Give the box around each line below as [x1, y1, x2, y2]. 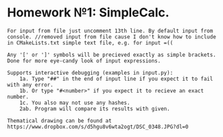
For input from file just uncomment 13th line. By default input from [7, 27, 213, 34]
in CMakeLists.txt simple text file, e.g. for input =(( [7, 39, 174, 46]
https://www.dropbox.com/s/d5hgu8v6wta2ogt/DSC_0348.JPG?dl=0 [7, 123, 189, 130]
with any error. [7, 81, 54, 88]
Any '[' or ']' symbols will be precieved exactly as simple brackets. [7, 51, 216, 58]
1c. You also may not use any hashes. [19, 99, 130, 106]
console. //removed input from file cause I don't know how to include [7, 33, 216, 40]
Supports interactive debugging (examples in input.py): [7, 69, 174, 76]
